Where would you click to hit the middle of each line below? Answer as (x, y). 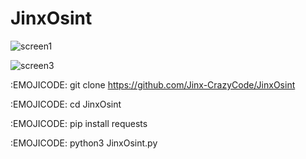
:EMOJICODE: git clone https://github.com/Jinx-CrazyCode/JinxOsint (153, 84)
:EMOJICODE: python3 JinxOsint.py (84, 143)
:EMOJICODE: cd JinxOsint (66, 104)
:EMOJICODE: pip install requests (79, 123)
